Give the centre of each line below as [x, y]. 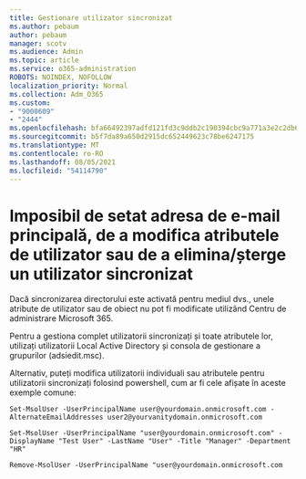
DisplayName [32, 442]
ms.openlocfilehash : [49, 129]
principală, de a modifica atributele [144, 235]
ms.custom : [30, 103]
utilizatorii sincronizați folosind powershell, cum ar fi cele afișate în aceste [148, 383]
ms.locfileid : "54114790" [58, 171]
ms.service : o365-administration [73, 69]
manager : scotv [38, 43]
